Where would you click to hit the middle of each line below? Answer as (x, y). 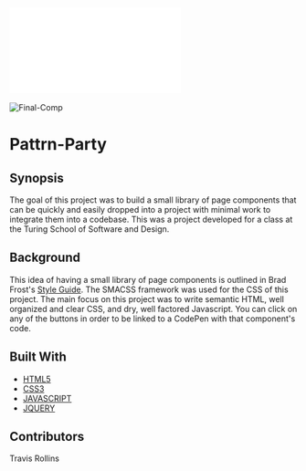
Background (45, 258)
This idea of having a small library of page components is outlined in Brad (148, 279)
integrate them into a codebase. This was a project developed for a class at (151, 219)
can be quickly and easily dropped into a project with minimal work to (140, 209)
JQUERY (39, 408)
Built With (38, 357)
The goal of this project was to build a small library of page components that (153, 200)
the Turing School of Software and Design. (90, 229)
